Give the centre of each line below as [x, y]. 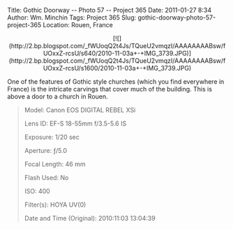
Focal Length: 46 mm [55, 164]
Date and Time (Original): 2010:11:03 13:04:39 [90, 218]
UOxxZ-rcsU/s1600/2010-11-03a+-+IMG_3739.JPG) [117, 68]
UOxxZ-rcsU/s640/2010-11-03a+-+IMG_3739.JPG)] [117, 53]
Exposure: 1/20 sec [52, 137]
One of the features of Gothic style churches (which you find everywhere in [116, 82]
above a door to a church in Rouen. [58, 96]
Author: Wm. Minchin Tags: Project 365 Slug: [72, 17]
